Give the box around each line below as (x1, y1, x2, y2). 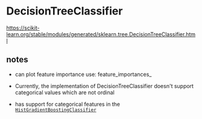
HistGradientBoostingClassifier (14, 107, 96, 113)
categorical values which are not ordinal (14, 89, 115, 96)
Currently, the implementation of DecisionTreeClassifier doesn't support (14, 82, 194, 89)
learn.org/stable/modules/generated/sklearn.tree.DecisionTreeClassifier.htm (6, 30, 196, 37)
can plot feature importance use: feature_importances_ (14, 71, 152, 78)
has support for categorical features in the (14, 100, 121, 108)
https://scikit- (6, 24, 40, 31)
